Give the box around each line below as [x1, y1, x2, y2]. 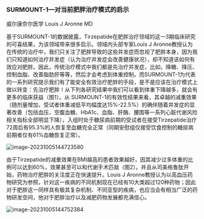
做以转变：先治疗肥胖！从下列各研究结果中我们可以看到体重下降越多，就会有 [6, 86, 198, 93]
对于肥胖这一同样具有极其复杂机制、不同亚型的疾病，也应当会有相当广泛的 [6, 186, 192, 194]
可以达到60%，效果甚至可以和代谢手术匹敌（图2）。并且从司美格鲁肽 [11, 163, 184, 171]
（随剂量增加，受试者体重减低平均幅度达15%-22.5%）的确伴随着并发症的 [6, 101, 190, 108]
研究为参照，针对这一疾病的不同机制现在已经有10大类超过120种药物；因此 [11, 178, 196, 186]
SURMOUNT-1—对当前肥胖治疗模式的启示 [6, 5, 129, 13]
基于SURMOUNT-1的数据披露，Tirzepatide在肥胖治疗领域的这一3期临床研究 [6, 33, 196, 41]
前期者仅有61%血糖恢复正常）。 [6, 131, 84, 139]
